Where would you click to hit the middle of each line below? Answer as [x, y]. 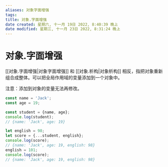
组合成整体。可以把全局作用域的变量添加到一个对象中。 [64, 78]
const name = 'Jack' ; [29, 98]
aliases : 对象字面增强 [27, 10]
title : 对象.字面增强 [26, 19]
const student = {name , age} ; [38, 112]
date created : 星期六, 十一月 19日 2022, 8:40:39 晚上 [62, 24]
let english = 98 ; [25, 131]
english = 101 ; [22, 150]
